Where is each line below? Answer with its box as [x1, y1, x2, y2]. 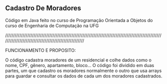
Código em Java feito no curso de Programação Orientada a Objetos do [5, 17, 153, 23]
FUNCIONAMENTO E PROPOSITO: [5, 47, 76, 53]
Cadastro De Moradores [5, 4, 81, 12]
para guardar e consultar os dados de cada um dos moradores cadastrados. [5, 72, 162, 79]
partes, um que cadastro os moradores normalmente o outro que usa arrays [5, 67, 162, 73]
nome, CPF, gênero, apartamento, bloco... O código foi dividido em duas [5, 62, 154, 68]
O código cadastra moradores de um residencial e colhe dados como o [5, 57, 151, 63]
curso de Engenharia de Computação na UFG [5, 22, 99, 28]
